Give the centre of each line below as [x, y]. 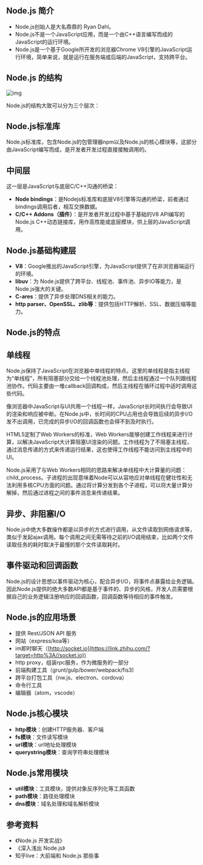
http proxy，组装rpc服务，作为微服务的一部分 [72, 662]
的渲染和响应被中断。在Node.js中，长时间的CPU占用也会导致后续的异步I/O [99, 414]
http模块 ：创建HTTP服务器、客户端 [59, 729]
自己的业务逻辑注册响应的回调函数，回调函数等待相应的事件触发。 [94, 596]
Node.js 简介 [30, 11]
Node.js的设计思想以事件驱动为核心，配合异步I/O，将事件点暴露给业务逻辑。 [102, 581]
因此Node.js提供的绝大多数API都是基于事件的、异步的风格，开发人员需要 [97, 589]
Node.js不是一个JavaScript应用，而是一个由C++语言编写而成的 [94, 34]
